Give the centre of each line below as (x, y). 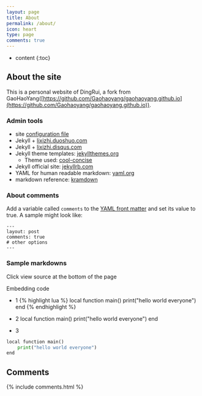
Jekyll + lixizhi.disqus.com (49, 147)
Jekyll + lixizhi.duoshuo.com (51, 141)
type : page (20, 35)
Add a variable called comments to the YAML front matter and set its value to (101, 209)
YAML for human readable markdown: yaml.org (75, 173)
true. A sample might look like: (44, 215)
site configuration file (42, 134)
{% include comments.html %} (45, 387)
